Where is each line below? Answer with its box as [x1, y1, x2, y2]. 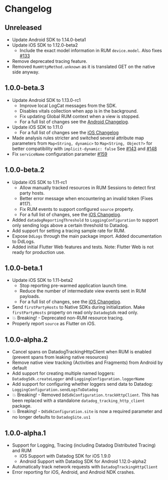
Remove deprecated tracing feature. [12, 58, 88, 64]
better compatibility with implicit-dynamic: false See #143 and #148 [12, 145, 157, 152]
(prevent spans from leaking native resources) [12, 354, 108, 360]
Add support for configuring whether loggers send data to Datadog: [12, 381, 153, 387]
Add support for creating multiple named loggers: [12, 371, 116, 377]
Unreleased [5, 23, 42, 32]
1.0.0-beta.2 [5, 166, 45, 174]
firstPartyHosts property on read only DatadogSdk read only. [12, 310, 138, 316]
